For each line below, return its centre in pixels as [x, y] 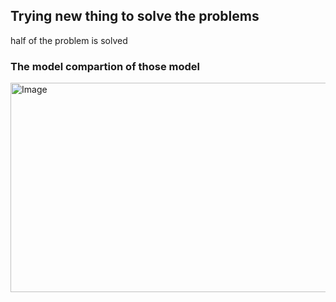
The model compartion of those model [105, 66]
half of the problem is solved [69, 40]
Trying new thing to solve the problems [135, 16]
